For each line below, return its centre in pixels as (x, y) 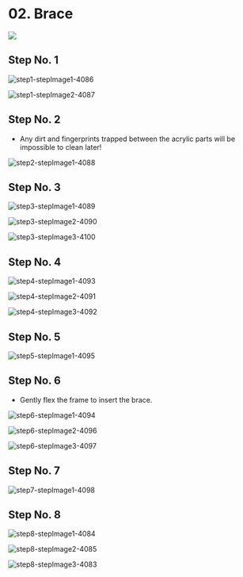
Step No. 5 (34, 336)
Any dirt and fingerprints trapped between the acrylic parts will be (127, 139)
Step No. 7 (34, 471)
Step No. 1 (34, 60)
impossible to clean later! (61, 147)
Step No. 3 (34, 187)
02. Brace (41, 14)
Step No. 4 (35, 262)
